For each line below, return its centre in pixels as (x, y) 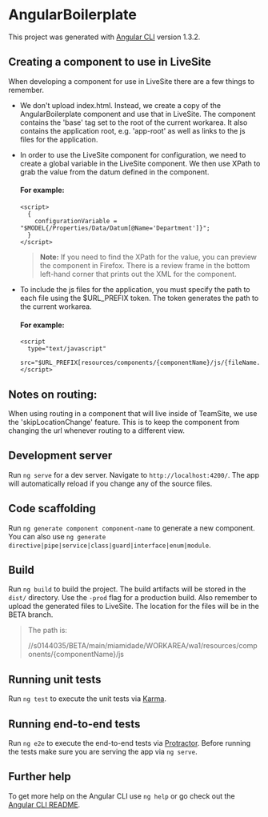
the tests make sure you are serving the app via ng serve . (103, 752)
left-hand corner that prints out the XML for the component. (138, 274)
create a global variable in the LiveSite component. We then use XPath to (140, 163)
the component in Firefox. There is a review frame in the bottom (145, 265)
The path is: (48, 631)
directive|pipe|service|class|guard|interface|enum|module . (110, 545)
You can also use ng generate (57, 536)
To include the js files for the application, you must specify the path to (135, 289)
